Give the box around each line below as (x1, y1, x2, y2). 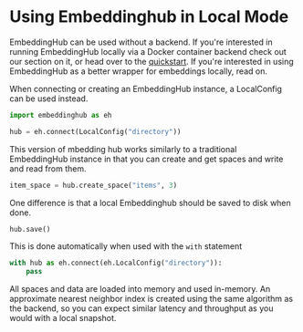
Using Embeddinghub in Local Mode (9, 6, 289, 27)
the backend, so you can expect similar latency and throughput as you (9, 303, 274, 314)
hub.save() (9, 224, 51, 233)
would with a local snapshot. (9, 313, 117, 324)
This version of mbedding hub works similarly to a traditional (9, 143, 237, 154)
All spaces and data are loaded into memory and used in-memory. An (9, 284, 271, 295)
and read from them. (9, 162, 87, 174)
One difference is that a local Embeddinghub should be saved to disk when (9, 197, 292, 208)
